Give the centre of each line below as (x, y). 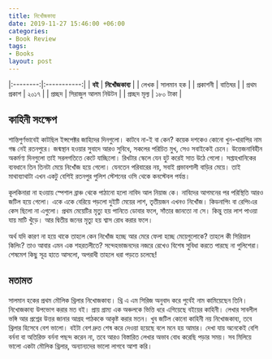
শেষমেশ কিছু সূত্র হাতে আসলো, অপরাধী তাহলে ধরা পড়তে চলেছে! (83, 254)
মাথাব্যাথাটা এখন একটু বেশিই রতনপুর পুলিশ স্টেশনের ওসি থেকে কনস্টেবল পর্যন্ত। (99, 176)
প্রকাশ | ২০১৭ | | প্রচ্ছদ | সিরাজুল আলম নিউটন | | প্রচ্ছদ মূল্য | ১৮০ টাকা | (95, 94)
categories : (28, 31)
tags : (17, 46)
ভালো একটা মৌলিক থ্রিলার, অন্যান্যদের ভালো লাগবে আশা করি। (80, 346)
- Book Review (32, 39)
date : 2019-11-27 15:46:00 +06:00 (67, 24)
